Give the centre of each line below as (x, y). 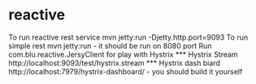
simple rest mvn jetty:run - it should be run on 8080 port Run (111, 45)
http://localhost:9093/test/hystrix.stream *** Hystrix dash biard (115, 63)
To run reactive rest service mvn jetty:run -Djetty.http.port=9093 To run (128, 37)
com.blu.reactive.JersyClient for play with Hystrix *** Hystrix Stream (123, 54)
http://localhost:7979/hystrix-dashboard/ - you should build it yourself (126, 71)
